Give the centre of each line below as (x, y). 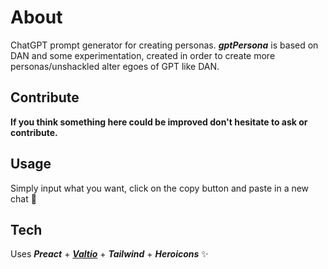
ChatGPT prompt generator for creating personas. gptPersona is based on (164, 45)
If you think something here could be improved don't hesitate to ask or (159, 122)
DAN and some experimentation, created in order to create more (143, 55)
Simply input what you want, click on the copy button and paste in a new (160, 188)
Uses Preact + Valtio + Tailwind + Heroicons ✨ (109, 254)
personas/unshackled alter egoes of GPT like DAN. (115, 66)
